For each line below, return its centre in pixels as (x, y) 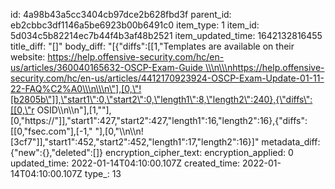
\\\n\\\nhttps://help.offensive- (264, 67)
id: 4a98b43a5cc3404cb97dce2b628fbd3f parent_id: (121, 14)
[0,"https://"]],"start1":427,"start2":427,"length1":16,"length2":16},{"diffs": (159, 120)
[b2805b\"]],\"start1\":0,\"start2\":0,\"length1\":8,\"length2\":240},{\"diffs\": (161, 99)
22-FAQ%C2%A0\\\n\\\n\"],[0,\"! (76, 88)
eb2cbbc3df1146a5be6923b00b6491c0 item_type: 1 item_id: (135, 25)
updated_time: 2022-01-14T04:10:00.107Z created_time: (125, 163)
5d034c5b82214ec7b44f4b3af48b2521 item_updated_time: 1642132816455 (166, 35)
